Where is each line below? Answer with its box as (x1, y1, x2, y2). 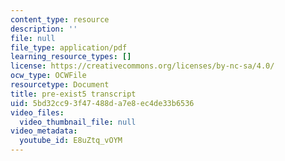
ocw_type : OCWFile (10, 71, 87, 81)
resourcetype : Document (10, 80, 110, 90)
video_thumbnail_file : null (19, 117, 137, 127)
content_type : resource (10, 14, 110, 25)
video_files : (10, 107, 65, 118)
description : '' (10, 24, 78, 34)
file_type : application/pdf (10, 42, 128, 53)
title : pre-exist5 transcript (10, 89, 137, 99)
